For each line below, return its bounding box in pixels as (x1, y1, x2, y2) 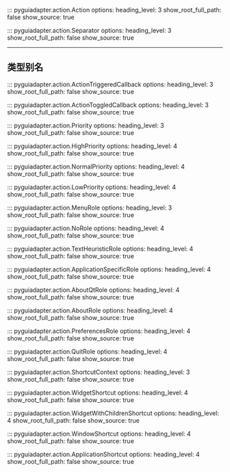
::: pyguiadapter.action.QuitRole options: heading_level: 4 (7, 347, 168, 356)
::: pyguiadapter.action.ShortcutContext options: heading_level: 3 (7, 368, 190, 376)
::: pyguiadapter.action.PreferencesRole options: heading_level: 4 (7, 327, 190, 335)
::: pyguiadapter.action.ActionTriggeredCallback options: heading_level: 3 (7, 80, 214, 88)
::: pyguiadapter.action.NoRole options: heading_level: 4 (7, 224, 164, 232)
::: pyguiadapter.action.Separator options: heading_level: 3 (7, 27, 172, 34)
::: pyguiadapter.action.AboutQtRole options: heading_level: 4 (7, 286, 180, 294)
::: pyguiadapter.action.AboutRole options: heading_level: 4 (7, 306, 173, 314)
